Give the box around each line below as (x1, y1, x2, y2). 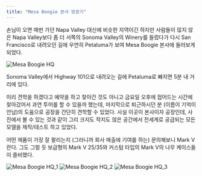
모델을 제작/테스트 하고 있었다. (6, 123, 78, 130)
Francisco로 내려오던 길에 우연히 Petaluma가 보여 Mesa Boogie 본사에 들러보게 (6, 41, 195, 48)
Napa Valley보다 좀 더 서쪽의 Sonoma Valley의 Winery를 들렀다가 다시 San (12, 34, 191, 41)
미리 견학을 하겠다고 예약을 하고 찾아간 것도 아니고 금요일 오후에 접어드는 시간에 (6, 93, 193, 100)
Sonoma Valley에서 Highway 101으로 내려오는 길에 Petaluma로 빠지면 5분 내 (6, 73, 189, 80)
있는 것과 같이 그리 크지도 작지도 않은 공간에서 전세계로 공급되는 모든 (35, 115, 196, 123)
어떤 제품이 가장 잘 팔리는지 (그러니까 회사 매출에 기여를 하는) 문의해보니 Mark (6, 136, 190, 143)
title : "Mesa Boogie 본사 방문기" (6, 8, 87, 15)
